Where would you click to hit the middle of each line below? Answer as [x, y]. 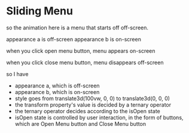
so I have [17, 74]
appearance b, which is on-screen [57, 92]
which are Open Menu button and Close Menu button [80, 123]
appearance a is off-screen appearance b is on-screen [74, 39]
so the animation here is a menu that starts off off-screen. [77, 28]
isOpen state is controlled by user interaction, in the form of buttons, [99, 117]
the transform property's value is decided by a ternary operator [93, 105]
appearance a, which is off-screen [57, 86]
